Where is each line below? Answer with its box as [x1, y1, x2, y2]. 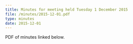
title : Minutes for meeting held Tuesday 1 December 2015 [5, 7, 128, 12]
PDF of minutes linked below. [5, 34, 65, 40]
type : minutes [5, 16, 35, 21]
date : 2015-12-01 [5, 21, 41, 26]
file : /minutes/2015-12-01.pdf [5, 12, 70, 17]
